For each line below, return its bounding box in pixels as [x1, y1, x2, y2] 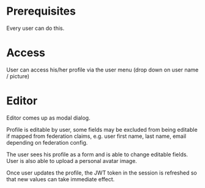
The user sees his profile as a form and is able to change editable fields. [6, 151, 188, 158]
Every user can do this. [6, 24, 65, 32]
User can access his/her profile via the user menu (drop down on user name [6, 66, 199, 73]
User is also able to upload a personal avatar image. [6, 157, 138, 164]
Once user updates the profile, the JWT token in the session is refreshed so [6, 169, 197, 176]
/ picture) [6, 72, 29, 80]
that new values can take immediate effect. [6, 175, 115, 183]
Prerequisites [6, 4, 76, 18]
